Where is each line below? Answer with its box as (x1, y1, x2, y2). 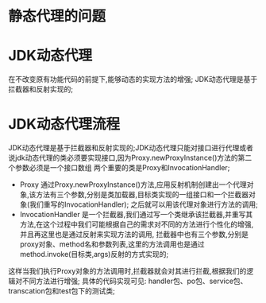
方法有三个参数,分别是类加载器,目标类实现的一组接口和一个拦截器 (35, 190, 249, 200)
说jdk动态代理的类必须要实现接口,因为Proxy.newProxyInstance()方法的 (8, 153, 238, 163)
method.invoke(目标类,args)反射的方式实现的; (19, 250, 169, 259)
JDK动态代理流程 (8, 115, 121, 134)
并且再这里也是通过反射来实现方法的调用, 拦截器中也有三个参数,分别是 (19, 230, 249, 239)
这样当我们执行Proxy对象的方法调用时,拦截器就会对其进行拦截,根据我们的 (8, 266, 247, 276)
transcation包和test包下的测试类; (8, 286, 115, 296)
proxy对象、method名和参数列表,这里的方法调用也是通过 (19, 239, 205, 249)
